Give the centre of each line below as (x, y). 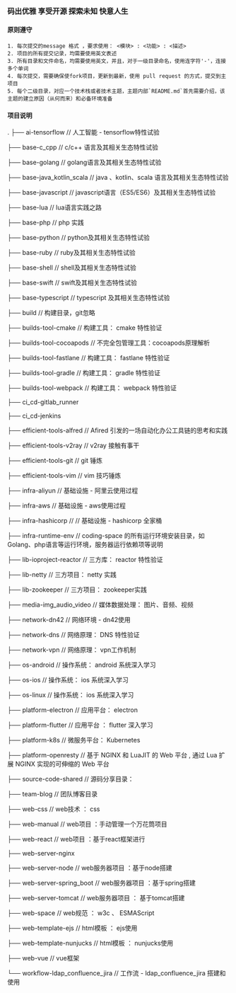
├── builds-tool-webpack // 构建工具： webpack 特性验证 (92, 388)
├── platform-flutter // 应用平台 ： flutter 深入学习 (80, 725)
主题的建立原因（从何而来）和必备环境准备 (60, 99)
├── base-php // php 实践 (46, 223)
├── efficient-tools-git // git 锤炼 (55, 461)
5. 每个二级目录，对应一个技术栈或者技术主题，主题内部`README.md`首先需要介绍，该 (116, 91)
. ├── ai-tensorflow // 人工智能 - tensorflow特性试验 (84, 132)
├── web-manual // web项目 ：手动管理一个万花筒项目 (87, 824)
